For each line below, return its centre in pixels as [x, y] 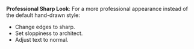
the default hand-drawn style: [43, 15]
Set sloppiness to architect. [49, 33]
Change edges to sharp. [45, 27]
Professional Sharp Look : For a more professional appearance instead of [97, 9]
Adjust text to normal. [42, 40]
